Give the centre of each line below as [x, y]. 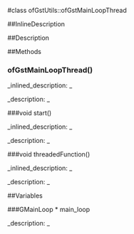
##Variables [25, 196]
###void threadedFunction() [49, 154]
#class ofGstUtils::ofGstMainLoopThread [67, 10]
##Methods [24, 52]
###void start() [30, 113]
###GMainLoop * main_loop [49, 210]
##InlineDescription [36, 24]
